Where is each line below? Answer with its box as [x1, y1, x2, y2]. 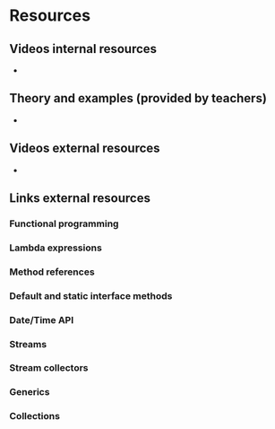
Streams [9, 337, 47, 350]
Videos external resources [9, 141, 160, 156]
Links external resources [9, 190, 150, 206]
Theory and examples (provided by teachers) [9, 91, 267, 106]
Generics [9, 386, 50, 398]
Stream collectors [9, 362, 89, 374]
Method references [9, 266, 96, 278]
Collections [9, 410, 61, 423]
